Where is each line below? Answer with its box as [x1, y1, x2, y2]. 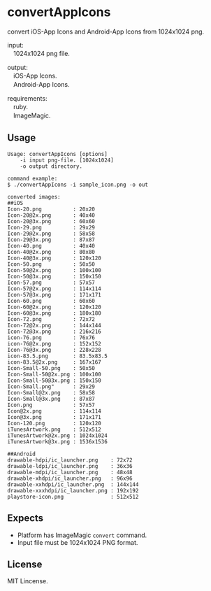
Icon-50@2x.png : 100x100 [7, 266, 101, 273]
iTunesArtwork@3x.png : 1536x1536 [7, 438, 108, 445]
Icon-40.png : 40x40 [7, 242, 96, 249]
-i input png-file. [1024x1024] [20, 157, 114, 164]
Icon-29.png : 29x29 [7, 224, 96, 231]
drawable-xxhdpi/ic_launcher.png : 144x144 [7, 480, 139, 488]
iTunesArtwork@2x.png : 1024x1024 [7, 432, 108, 439]
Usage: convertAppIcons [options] [7, 150, 108, 157]
